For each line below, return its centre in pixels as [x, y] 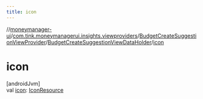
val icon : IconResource [35, 90]
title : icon [21, 12]
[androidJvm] [23, 83]
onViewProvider [26, 42]
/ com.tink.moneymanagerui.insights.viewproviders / [75, 36]
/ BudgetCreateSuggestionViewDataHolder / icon [105, 42]
